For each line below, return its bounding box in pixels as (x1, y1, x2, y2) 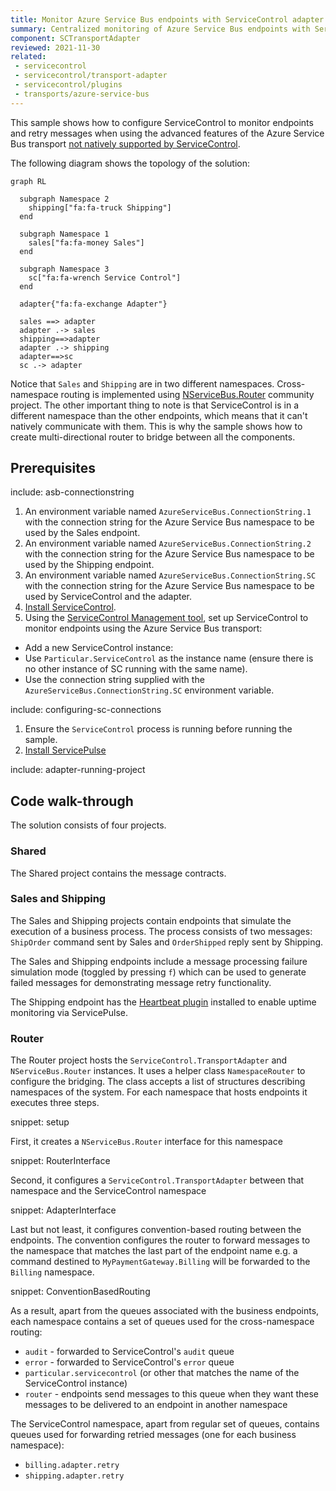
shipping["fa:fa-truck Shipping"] (28, 202, 172, 213)
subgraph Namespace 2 (19, 194, 110, 204)
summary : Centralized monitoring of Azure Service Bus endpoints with (10, 24, 311, 34)
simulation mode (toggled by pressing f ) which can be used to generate (10, 966, 307, 978)
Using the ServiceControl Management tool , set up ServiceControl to (24, 612, 309, 624)
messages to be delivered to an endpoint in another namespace (24, 1399, 288, 1411)
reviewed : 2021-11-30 (10, 42, 101, 53)
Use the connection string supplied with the (24, 674, 205, 686)
